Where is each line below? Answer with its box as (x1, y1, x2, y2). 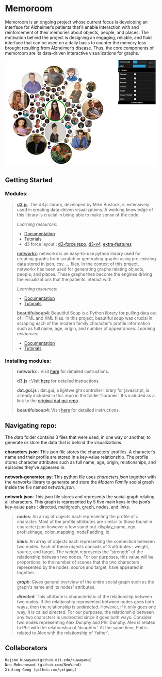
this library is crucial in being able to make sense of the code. (16, 212, 140, 217)
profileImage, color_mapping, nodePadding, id (16, 529, 110, 535)
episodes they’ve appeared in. (5, 464, 65, 470)
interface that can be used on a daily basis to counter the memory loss (5, 39, 146, 45)
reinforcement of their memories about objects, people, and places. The (5, 29, 149, 35)
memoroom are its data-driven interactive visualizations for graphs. (5, 50, 140, 56)
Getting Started (5, 176, 53, 184)
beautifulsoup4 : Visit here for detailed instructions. (16, 407, 120, 413)
